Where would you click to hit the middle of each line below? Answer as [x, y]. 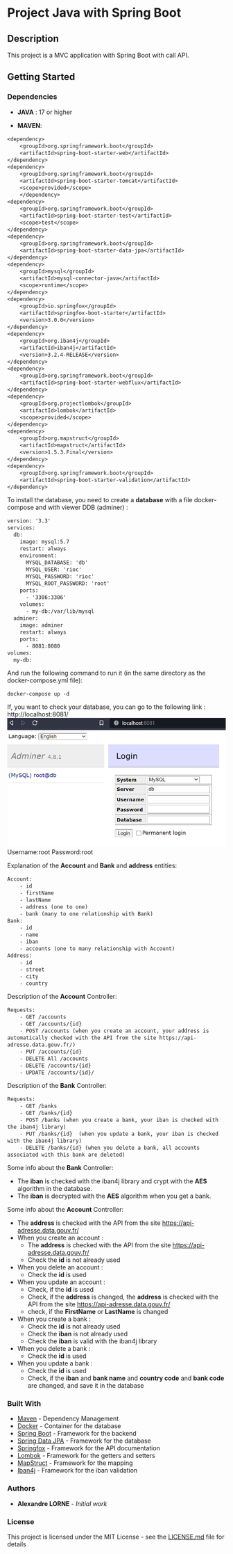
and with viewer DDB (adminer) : [82, 507]
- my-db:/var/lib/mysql [60, 611]
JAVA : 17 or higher [45, 112]
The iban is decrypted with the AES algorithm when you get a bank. [114, 1196]
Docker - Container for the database [69, 1426]
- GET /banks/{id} [46, 1113]
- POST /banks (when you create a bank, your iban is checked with [119, 1120]
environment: [38, 555]
